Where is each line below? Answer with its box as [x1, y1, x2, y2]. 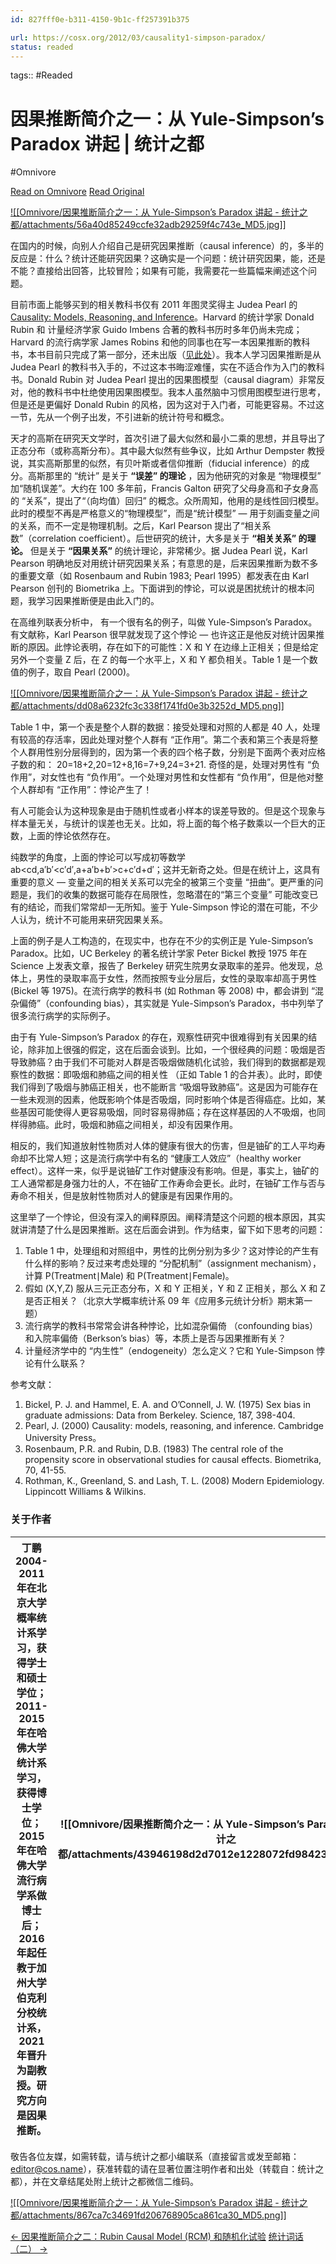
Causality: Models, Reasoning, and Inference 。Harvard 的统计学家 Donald [10, 311, 315, 323]
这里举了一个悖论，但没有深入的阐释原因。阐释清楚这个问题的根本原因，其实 [10, 1211, 326, 1223]
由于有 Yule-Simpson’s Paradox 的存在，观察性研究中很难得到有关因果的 [10, 1031, 309, 1043]
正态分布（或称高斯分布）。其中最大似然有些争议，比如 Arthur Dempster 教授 [10, 445, 325, 457]
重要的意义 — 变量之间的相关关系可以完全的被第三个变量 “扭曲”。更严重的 [10, 876, 315, 888]
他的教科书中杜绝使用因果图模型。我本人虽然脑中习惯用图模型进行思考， [27, 386, 326, 398]
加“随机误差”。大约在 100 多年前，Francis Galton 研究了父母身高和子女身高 [10, 482, 319, 495]
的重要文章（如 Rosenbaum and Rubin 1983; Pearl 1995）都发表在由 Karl [10, 570, 310, 582]
